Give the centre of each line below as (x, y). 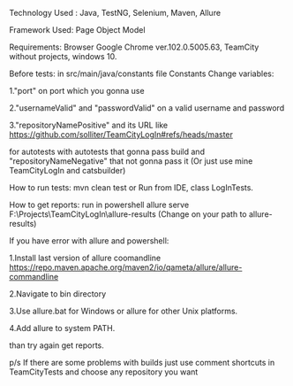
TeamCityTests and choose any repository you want (104, 372)
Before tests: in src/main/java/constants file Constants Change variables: (142, 73)
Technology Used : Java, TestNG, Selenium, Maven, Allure (115, 13)
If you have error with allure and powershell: (89, 241)
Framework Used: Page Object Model (77, 30)
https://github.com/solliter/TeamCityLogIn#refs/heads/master (121, 135)
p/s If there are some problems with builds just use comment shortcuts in (142, 363)
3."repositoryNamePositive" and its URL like (89, 125)
